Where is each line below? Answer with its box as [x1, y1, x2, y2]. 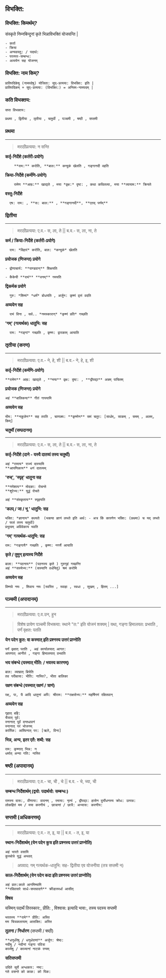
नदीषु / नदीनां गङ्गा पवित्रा [5, 942, 45, 947]
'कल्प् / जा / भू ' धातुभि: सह [5, 506, 48, 512]
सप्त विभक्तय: [5, 108, 26, 113]
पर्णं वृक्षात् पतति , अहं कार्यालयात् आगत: [5, 647, 67, 652]
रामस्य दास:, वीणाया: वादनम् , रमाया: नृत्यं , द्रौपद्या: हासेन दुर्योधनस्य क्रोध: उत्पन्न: [5, 798, 136, 803]
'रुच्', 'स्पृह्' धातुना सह [5, 475, 41, 481]
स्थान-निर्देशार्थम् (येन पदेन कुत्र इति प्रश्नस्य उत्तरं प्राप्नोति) [5, 840, 92, 846]
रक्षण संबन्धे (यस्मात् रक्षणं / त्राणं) [5, 683, 55, 689]
